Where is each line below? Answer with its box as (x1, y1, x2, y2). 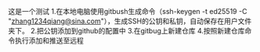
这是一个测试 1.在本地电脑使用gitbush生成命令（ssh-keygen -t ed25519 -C (8, 7, 247, 16)
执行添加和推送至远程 (14, 36, 84, 45)
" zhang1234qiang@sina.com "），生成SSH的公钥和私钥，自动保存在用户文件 (8, 16, 252, 26)
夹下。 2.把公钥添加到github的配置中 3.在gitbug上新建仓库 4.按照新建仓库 (8, 26, 245, 35)
